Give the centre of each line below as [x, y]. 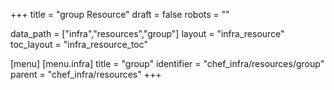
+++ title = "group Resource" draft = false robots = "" [120, 14]
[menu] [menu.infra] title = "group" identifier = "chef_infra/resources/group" [167, 63]
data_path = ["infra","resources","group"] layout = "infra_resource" [147, 33]
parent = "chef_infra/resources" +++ [86, 74]
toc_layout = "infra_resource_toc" [79, 44]
